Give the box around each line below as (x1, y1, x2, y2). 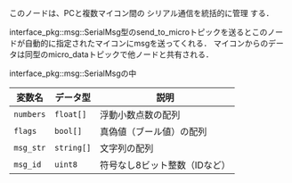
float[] (54, 110, 87, 119)
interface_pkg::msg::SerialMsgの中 (9, 68, 137, 79)
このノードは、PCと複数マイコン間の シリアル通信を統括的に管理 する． (9, 8, 274, 18)
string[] (54, 143, 92, 153)
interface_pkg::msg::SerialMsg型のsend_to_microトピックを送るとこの (9, 27, 268, 37)
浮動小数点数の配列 (99, 109, 181, 121)
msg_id (13, 160, 42, 170)
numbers (13, 110, 46, 119)
